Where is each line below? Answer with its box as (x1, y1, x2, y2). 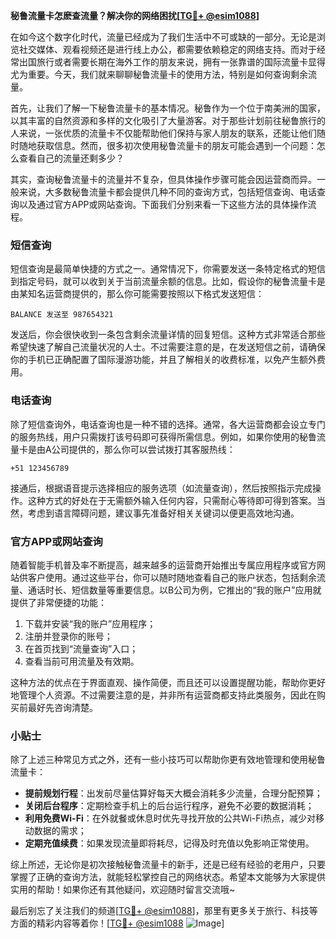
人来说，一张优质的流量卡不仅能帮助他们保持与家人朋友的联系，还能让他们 (10, 127, 317, 139)
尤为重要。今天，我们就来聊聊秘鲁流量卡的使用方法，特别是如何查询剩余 (10, 69, 308, 80)
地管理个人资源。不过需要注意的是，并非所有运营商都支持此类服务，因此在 (10, 689, 317, 701)
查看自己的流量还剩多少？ (18, 152, 125, 164)
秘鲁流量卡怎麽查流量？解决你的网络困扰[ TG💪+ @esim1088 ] (10, 10, 260, 21)
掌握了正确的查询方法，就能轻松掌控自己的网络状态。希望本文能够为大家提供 (10, 871, 326, 883)
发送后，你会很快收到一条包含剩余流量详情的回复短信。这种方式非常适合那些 (10, 329, 326, 341)
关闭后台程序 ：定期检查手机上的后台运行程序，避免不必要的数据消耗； (24, 800, 315, 812)
